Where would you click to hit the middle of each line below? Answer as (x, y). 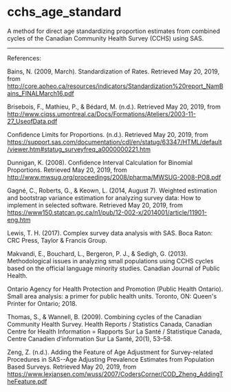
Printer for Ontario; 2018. (42, 303)
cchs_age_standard (64, 12)
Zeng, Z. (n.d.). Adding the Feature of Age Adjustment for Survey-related (110, 352)
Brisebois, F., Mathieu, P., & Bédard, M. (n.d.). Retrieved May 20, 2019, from (114, 107)
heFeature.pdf (27, 381)
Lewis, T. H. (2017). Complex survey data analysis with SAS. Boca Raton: (110, 233)
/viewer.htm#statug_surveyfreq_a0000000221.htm (79, 149)
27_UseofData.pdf (32, 121)
